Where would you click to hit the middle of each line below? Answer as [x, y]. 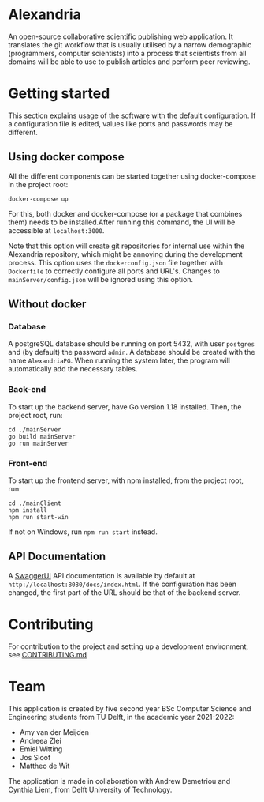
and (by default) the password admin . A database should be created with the [132, 352]
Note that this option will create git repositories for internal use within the [126, 246]
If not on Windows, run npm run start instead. [83, 532]
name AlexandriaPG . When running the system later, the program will [119, 360]
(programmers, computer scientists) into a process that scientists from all [127, 53]
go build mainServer [42, 436]
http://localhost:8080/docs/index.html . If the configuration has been [123, 584]
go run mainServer [38, 443]
